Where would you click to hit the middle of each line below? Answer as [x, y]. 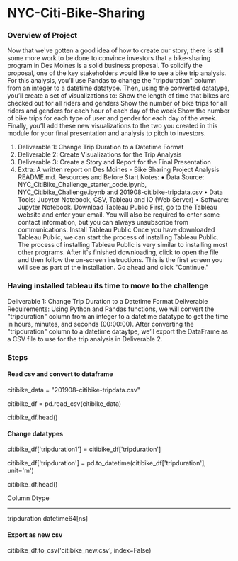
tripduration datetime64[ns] [48, 518]
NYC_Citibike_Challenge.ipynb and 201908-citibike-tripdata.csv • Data [120, 192]
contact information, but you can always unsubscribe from [103, 222]
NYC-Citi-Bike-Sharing [76, 13]
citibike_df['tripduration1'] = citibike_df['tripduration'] [84, 449]
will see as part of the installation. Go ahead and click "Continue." [113, 268]
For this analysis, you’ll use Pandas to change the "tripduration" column [112, 81]
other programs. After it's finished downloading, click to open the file [118, 252]
